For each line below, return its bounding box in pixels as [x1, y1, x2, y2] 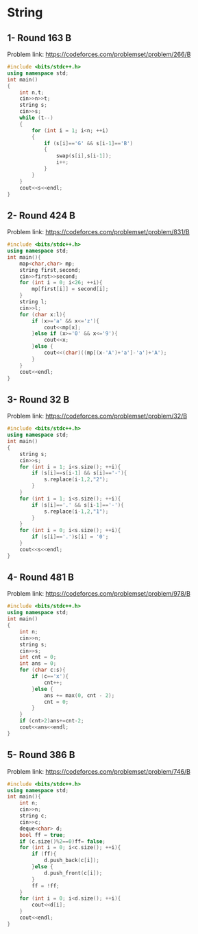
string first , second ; [19, 266, 81, 273]
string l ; [19, 299, 48, 305]
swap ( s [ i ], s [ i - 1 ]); [55, 153, 112, 160]
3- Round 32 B [7, 394, 70, 405]
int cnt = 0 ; [19, 654, 57, 661]
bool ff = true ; [19, 831, 66, 838]
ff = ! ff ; [32, 882, 60, 889]
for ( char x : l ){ [19, 311, 66, 318]
